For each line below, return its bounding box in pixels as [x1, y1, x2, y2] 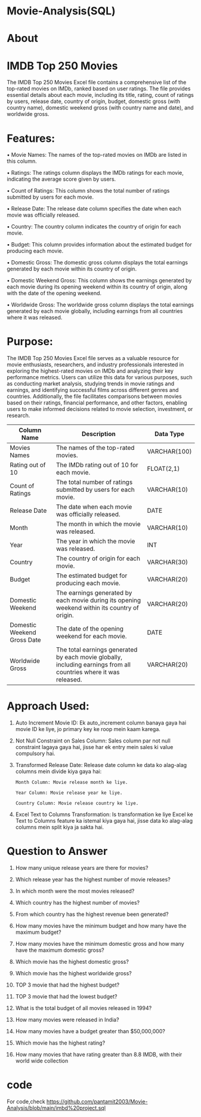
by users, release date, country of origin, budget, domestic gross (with [7, 98, 181, 105]
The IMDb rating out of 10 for [56, 461, 139, 469]
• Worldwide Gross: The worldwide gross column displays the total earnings [7, 301, 194, 309]
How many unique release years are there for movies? [15, 865, 149, 872]
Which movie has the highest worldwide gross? [15, 970, 132, 977]
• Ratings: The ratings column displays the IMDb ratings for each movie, [7, 169, 184, 176]
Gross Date [10, 636, 41, 644]
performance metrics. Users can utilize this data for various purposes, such [7, 374, 193, 381]
